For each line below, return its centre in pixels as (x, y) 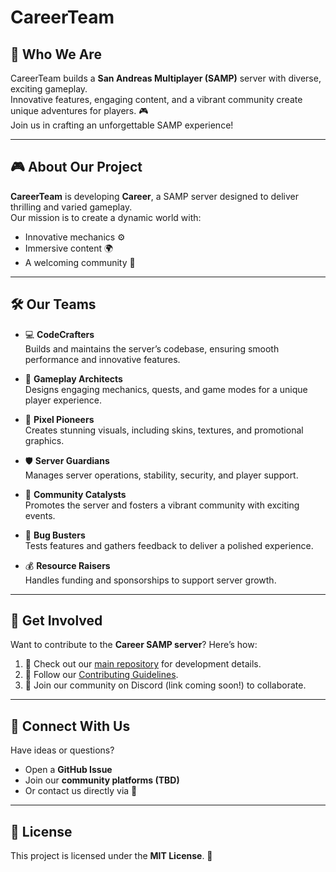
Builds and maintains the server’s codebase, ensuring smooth (152, 348)
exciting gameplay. (49, 89)
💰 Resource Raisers (67, 565)
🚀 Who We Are (56, 54)
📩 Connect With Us (70, 726)
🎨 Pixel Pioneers (59, 419)
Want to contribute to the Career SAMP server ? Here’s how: (134, 645)
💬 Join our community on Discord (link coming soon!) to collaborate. (165, 685)
